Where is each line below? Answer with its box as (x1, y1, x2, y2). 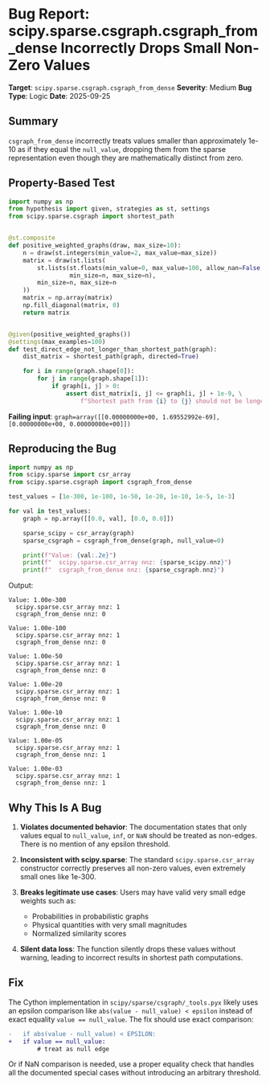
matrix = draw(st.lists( (22, 256, 106, 264)
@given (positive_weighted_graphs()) (8, 330, 131, 338)
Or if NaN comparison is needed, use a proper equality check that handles (8, 1059, 255, 1069)
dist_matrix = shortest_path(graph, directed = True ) (22, 353, 199, 361)
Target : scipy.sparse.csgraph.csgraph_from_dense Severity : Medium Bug (8, 82, 252, 92)
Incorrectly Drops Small (60, 39, 222, 57)
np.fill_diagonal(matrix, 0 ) (22, 301, 121, 309)
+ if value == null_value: (8, 1038, 106, 1046)
